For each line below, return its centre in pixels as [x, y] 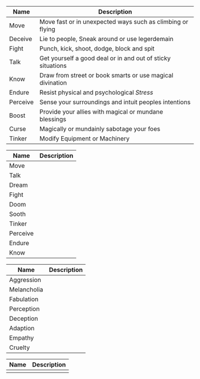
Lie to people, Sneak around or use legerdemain [107, 39]
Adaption [22, 328]
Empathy [22, 338]
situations [53, 66]
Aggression [25, 280]
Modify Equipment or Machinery [85, 138]
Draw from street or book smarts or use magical [107, 75]
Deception [24, 319]
